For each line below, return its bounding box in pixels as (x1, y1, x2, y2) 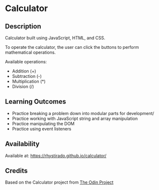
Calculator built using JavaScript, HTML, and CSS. (5, 35, 106, 41)
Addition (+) (12, 68, 36, 74)
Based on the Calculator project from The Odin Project (5, 179, 114, 185)
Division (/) (12, 84, 34, 89)
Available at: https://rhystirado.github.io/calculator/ (5, 153, 107, 159)
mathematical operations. (5, 49, 56, 55)
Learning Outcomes (5, 98, 66, 106)
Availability (5, 140, 40, 148)
